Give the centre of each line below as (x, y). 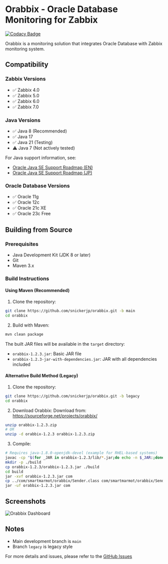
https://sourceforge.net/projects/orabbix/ (55, 415)
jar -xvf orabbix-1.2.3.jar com (39, 476)
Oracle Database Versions (37, 186)
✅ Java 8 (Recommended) (40, 131)
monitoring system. (25, 49)
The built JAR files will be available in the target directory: (65, 344)
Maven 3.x (23, 265)
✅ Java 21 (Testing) (32, 142)
